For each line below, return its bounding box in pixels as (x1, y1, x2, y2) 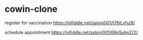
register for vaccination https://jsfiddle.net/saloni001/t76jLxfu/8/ (4, 20, 136, 26)
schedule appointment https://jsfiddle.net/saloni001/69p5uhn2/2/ (4, 29, 138, 35)
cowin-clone (4, 3, 58, 15)
